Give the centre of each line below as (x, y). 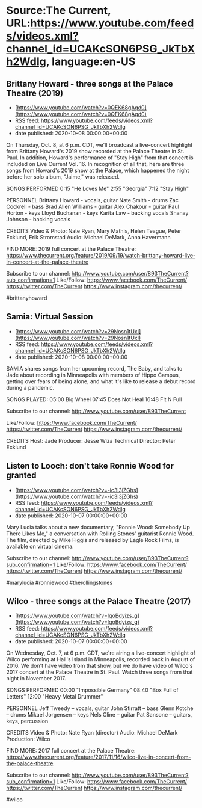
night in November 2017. (36, 679)
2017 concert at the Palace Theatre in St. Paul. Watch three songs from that (99, 672)
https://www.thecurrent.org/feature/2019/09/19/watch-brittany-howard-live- (101, 255)
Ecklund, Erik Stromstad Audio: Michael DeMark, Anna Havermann (88, 237)
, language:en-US (91, 62)
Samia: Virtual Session (50, 317)
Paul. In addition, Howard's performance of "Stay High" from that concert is (100, 158)
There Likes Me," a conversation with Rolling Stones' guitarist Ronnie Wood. (100, 534)
